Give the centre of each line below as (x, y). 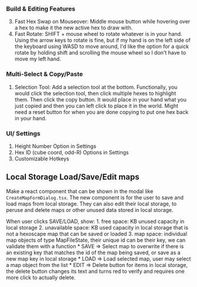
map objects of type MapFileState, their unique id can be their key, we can (96, 240)
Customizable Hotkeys (42, 158)
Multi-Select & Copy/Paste (45, 74)
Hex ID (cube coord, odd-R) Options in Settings (72, 152)
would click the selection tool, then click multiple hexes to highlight (95, 93)
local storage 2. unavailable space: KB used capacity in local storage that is (97, 227)
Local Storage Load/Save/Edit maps (73, 177)
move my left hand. (38, 59)
